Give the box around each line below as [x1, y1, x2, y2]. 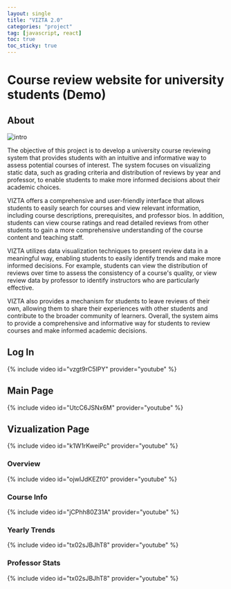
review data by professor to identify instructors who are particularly [7, 276, 199, 284]
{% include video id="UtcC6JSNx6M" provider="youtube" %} [7, 403, 184, 412]
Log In [7, 346, 35, 358]
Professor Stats [7, 559, 61, 568]
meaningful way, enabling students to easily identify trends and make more [7, 254, 221, 262]
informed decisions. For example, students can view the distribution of [7, 261, 208, 270]
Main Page [7, 385, 54, 397]
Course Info [7, 492, 48, 502]
